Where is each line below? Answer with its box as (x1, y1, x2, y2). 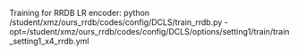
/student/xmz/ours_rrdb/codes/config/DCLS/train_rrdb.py (9, 17, 223, 27)
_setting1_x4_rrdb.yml (9, 35, 89, 46)
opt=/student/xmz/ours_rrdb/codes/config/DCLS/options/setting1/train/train (9, 27, 290, 36)
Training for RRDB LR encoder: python (9, 8, 150, 18)
